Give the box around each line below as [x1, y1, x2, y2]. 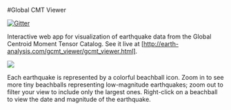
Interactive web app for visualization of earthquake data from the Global [7, 32, 212, 41]
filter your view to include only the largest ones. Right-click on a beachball [7, 88, 218, 96]
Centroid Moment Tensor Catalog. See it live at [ [7, 40, 144, 47]
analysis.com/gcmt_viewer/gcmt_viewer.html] [7, 47, 136, 55]
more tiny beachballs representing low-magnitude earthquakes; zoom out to [7, 80, 224, 89]
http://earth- [143, 40, 179, 47]
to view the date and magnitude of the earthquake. [7, 96, 152, 103]
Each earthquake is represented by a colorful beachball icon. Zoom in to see [7, 74, 224, 81]
